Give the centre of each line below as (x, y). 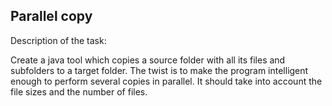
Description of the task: (58, 40)
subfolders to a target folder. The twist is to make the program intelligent (159, 70)
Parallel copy (51, 16)
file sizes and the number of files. (79, 91)
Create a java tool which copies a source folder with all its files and (148, 60)
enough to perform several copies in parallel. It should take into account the (166, 81)
